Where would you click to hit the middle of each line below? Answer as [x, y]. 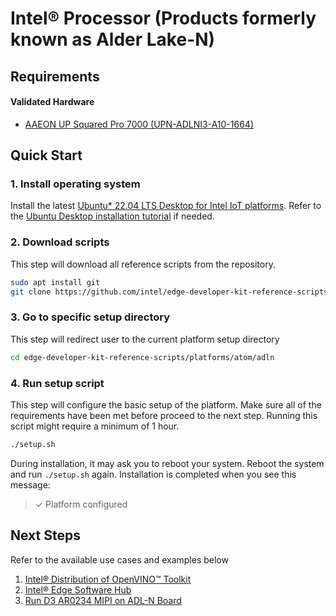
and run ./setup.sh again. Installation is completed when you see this [153, 474]
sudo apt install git [55, 282]
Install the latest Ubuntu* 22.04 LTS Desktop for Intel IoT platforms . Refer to [166, 206]
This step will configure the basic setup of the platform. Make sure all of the [166, 404]
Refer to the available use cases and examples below [119, 559]
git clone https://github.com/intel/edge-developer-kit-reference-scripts [169, 292]
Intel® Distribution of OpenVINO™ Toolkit [108, 579]
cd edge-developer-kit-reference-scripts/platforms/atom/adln [142, 357]
